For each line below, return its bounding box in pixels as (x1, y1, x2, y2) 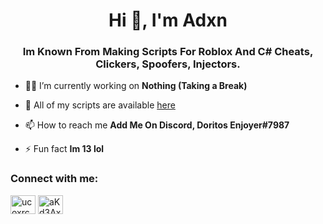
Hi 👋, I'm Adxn (108, 9, 228, 32)
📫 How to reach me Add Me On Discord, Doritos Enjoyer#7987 (24, 119, 290, 131)
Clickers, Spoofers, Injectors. (95, 57, 241, 71)
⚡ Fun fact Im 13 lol (24, 143, 105, 155)
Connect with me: (10, 172, 99, 186)
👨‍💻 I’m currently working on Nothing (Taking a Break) (24, 80, 248, 92)
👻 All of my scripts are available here (24, 99, 176, 111)
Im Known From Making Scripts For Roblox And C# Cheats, (22, 45, 314, 59)
